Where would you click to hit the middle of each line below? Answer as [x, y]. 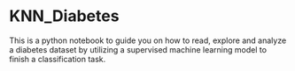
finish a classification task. [58, 59]
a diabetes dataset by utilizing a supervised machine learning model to [138, 49]
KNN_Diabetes [64, 16]
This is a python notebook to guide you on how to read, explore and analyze [148, 40]
